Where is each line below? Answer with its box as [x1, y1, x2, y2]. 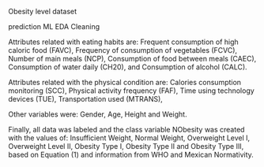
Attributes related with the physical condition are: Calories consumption [8, 78, 242, 87]
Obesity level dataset [8, 7, 77, 16]
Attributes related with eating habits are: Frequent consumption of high [8, 37, 239, 46]
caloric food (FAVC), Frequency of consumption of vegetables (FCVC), [8, 46, 238, 54]
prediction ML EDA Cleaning [8, 22, 100, 31]
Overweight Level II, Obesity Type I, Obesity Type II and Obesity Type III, [8, 142, 244, 150]
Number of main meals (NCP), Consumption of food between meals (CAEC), [8, 54, 257, 63]
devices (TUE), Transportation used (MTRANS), [8, 95, 164, 103]
